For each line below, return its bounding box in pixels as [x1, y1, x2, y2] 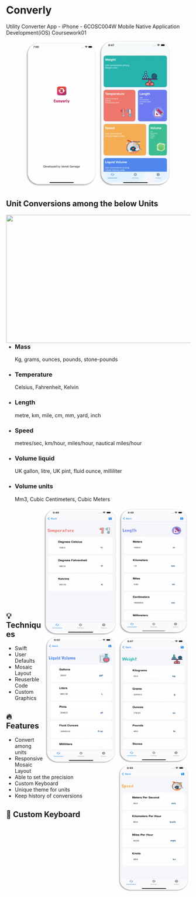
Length [14, 398, 36, 407]
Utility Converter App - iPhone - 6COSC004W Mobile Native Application [6, 23, 180, 30]
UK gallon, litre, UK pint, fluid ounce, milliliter [14, 468, 122, 475]
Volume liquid [14, 454, 55, 462]
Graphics [14, 695, 37, 702]
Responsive [14, 755, 43, 762]
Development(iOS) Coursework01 [6, 29, 87, 36]
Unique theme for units [14, 786, 70, 793]
